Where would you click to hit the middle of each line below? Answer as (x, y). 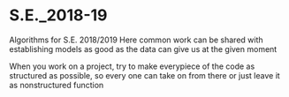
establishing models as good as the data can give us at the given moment (143, 48)
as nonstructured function (57, 85)
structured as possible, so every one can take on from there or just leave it (144, 75)
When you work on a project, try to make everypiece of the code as (132, 66)
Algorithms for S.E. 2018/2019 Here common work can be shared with (136, 40)
